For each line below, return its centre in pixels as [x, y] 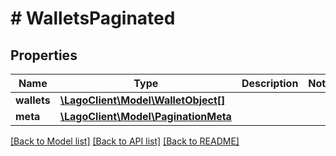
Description [270, 83]
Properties [44, 55]
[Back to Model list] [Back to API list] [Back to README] [125, 141]
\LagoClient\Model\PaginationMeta [145, 116]
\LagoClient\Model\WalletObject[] [142, 100]
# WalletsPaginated [93, 18]
